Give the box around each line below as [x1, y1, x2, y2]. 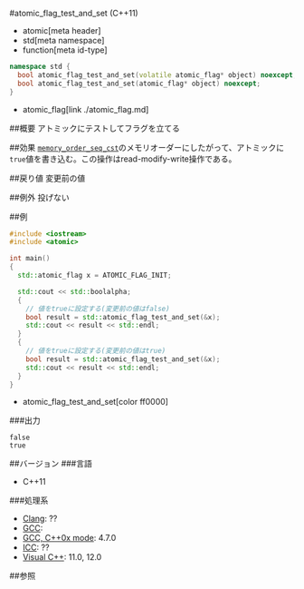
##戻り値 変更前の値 [9, 172, 86, 183]
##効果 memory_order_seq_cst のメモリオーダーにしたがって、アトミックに [9, 142, 285, 152]
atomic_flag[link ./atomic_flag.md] [22, 103, 149, 114]
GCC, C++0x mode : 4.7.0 [22, 533, 117, 544]
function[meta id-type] [22, 44, 108, 55]
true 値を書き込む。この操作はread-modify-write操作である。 [9, 153, 237, 164]
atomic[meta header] [22, 25, 101, 35]
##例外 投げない [9, 191, 70, 202]
